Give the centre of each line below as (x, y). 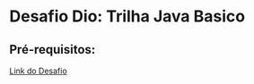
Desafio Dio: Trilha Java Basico (127, 17)
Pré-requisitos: (53, 50)
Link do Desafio (38, 71)
